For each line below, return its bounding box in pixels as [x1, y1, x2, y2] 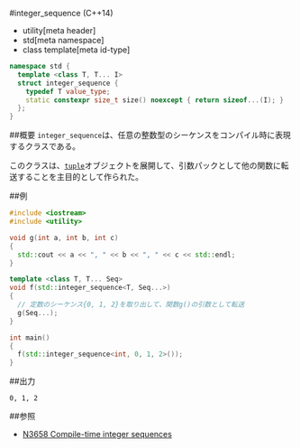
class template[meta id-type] [22, 44, 131, 55]
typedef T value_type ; [25, 87, 111, 96]
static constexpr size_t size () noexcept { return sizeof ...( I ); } [25, 95, 284, 105]
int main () [9, 333, 50, 342]
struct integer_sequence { [17, 79, 119, 88]
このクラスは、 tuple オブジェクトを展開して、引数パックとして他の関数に [9, 160, 281, 171]
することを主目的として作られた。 [16, 172, 144, 182]
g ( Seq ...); [17, 308, 59, 317]
